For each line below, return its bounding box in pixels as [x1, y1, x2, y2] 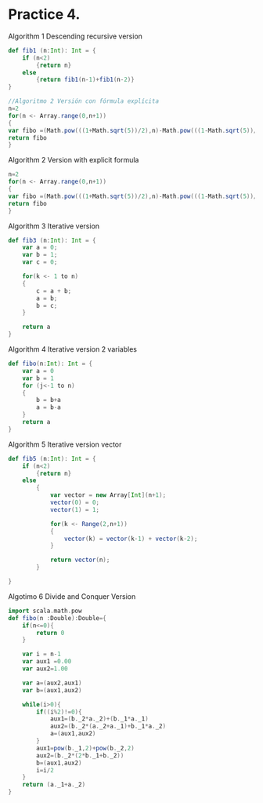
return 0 [36, 629, 65, 637]
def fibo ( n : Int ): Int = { [8, 360, 92, 368]
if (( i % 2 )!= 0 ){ [36, 708, 82, 716]
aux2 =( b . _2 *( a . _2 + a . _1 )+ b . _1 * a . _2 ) [49, 722, 167, 731]
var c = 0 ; [22, 258, 58, 266]
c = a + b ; [36, 287, 72, 295]
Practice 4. [8, 5, 81, 24]
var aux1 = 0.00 [22, 658, 72, 666]
